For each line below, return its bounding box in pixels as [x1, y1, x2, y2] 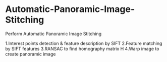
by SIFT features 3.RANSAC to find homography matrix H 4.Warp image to [5, 45, 159, 51]
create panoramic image [5, 51, 56, 57]
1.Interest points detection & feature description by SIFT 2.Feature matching [5, 40, 162, 46]
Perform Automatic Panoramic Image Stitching [5, 30, 102, 36]
